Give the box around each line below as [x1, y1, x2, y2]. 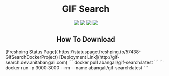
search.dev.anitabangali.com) [5, 59, 68, 65]
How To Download [56, 35, 116, 44]
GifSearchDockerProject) [5, 54, 58, 60]
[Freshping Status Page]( [5, 49, 58, 55]
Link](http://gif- [87, 54, 120, 60]
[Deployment [59, 54, 87, 60]
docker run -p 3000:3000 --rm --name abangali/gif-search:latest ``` [5, 64, 149, 71]
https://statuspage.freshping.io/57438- [58, 49, 141, 55]
